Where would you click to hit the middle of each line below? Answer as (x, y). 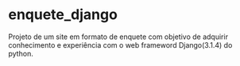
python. (21, 53)
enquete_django (63, 15)
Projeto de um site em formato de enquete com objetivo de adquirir (118, 37)
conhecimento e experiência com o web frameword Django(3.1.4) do (120, 45)
